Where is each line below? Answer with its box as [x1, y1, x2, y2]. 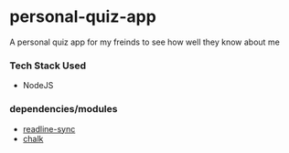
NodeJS [22, 80, 54, 91]
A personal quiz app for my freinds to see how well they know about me [9, 36, 281, 47]
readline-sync [22, 123, 76, 134]
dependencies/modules [9, 103, 118, 116]
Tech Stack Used [9, 59, 87, 72]
